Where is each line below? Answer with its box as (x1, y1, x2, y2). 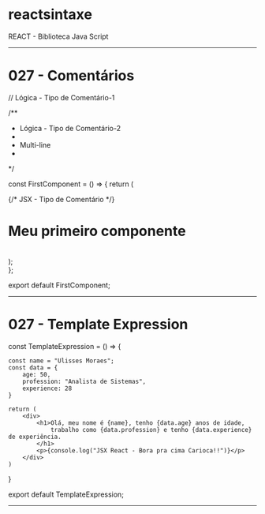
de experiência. (8, 433, 62, 441)
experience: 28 (22, 385, 73, 392)
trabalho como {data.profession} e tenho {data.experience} (50, 426, 252, 433)
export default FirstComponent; (8, 280, 110, 290)
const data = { (8, 363, 58, 372)
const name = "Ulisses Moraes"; (8, 357, 114, 365)
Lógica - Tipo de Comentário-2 (19, 123, 121, 133)
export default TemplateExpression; (8, 490, 125, 499)
